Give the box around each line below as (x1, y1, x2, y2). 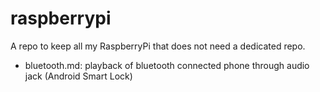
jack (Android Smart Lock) (24, 70, 133, 82)
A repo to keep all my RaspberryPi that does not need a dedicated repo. (10, 40, 306, 52)
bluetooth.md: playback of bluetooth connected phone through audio (24, 59, 310, 71)
